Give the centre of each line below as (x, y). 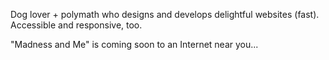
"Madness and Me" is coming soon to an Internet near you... (134, 44)
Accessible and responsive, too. (76, 25)
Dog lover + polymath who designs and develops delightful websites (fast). (165, 14)
